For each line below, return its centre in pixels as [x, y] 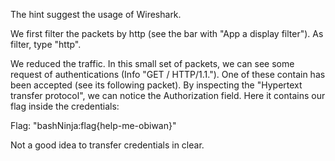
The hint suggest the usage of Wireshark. [96, 14]
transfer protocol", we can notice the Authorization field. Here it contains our [168, 95]
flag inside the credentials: [65, 106]
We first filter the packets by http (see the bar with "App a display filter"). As [167, 33]
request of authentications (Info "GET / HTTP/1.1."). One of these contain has [168, 74]
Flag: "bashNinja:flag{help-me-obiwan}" [93, 125]
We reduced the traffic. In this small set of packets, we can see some [152, 63]
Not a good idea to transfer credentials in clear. [107, 145]
